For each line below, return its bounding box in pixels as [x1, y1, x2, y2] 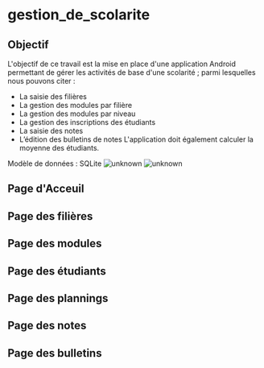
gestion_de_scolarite [7, 6, 151, 24]
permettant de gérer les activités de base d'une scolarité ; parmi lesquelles [7, 68, 256, 77]
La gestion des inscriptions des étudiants [19, 118, 156, 126]
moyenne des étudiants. [19, 143, 100, 152]
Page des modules [7, 237, 102, 250]
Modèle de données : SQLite [7, 159, 102, 168]
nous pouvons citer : [7, 76, 76, 85]
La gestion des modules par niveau [19, 109, 136, 118]
